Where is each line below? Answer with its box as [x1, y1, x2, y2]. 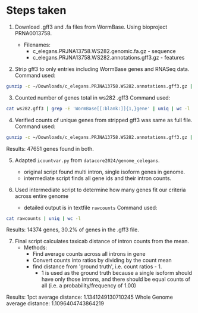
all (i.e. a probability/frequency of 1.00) [41, 282, 137, 289]
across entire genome [14, 192, 69, 200]
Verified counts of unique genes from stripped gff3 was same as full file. [14, 116, 193, 123]
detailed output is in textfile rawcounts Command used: [23, 204, 158, 211]
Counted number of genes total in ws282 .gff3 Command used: [14, 94, 171, 101]
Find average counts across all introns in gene [32, 250, 146, 258]
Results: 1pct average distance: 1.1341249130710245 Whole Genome [6, 293, 174, 301]
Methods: [23, 244, 48, 251]
